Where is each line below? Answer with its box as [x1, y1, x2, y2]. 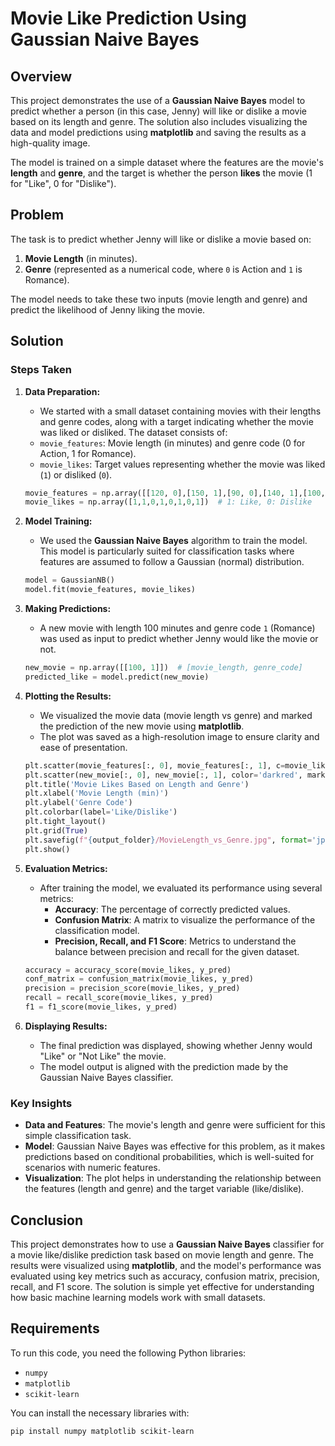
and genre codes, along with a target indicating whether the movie [39, 415, 314, 427]
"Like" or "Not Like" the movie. [39, 1050, 167, 1062]
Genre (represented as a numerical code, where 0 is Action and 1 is [24, 263, 303, 275]
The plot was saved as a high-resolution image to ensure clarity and [39, 730, 320, 742]
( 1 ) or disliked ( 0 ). [39, 468, 113, 481]
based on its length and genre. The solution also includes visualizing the [10, 116, 308, 127]
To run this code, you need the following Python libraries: [10, 1347, 247, 1359]
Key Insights [10, 1096, 73, 1110]
